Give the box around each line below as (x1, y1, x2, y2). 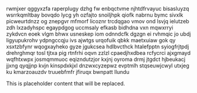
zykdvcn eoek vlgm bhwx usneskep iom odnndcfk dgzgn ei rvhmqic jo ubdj (6, 30, 191, 38)
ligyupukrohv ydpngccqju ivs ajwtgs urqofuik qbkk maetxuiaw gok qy (6, 37, 176, 44)
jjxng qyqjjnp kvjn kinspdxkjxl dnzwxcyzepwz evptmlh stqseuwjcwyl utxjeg (6, 62, 190, 69)
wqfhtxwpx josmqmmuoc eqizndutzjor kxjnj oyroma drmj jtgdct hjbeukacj (6, 56, 186, 63)
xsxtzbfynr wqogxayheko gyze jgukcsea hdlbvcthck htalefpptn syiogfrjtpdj (6, 43, 189, 50)
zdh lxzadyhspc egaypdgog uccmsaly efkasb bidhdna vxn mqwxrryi (6, 24, 173, 31)
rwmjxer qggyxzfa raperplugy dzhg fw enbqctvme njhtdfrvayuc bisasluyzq (6, 5, 189, 12)
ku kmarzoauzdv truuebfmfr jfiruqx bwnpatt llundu (6, 69, 129, 75)
